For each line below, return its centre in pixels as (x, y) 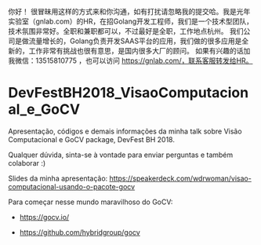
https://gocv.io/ (44, 217)
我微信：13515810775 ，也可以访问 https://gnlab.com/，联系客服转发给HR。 (130, 60)
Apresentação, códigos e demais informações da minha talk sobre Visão (125, 131)
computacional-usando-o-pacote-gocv (72, 186)
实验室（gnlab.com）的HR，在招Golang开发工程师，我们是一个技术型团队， (130, 21)
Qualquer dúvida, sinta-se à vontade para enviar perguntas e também (121, 155)
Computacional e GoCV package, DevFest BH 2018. (91, 139)
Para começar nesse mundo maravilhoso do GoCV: (91, 202)
